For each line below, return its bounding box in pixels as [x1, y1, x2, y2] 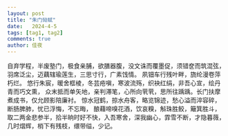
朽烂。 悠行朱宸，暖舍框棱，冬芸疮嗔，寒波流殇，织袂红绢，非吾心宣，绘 [7, 79, 215, 87]
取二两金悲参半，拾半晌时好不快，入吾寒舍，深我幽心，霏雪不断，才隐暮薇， [7, 113, 225, 121]
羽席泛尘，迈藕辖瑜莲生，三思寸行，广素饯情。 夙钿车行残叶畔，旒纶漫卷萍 [7, 70, 221, 78]
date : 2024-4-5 [7, 23, 57, 30]
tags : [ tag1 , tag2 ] [7, 29, 64, 36]
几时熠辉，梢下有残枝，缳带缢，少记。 [7, 122, 116, 130]
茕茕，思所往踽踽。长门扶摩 [141, 87, 221, 95]
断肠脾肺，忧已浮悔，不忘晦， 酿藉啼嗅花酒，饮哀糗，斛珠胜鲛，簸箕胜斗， [7, 104, 221, 113]
